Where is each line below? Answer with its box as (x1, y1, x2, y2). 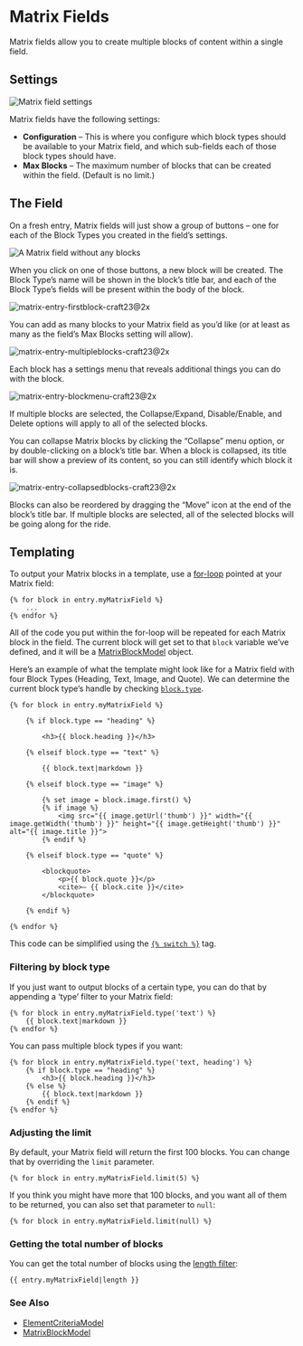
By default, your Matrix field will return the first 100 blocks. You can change (9, 1146, 290, 1157)
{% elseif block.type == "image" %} (25, 780, 165, 789)
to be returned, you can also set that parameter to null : (9, 1199, 216, 1209)
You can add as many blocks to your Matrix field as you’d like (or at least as (9, 318, 290, 329)
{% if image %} (42, 803, 99, 813)
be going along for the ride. (9, 518, 111, 529)
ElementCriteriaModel (22, 1317, 104, 1328)
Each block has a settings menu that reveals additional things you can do (9, 364, 281, 374)
